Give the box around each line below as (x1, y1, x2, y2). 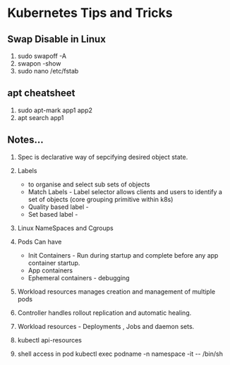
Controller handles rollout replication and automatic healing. (17, 309, 192, 317)
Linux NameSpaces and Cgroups (17, 224, 114, 232)
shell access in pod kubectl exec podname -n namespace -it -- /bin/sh (17, 349, 224, 358)
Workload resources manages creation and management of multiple (17, 287, 216, 296)
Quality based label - (28, 203, 90, 211)
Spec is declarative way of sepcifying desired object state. (17, 152, 188, 161)
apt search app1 (17, 113, 64, 121)
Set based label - (28, 210, 78, 218)
